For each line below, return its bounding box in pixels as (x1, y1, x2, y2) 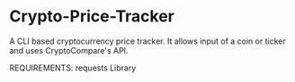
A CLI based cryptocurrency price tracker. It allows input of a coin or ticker (9, 36, 286, 46)
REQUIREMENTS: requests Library (9, 62, 137, 73)
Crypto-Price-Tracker (9, 6, 175, 27)
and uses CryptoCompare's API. (9, 45, 129, 55)
